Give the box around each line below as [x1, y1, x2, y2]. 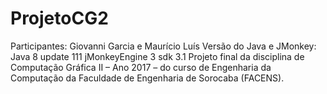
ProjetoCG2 [10, 7, 109, 30]
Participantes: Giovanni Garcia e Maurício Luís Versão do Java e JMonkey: [10, 40, 317, 52]
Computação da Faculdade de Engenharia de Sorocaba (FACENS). [10, 72, 285, 84]
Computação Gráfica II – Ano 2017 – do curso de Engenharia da [10, 61, 272, 73]
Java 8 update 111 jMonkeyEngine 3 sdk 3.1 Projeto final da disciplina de [10, 50, 305, 62]
